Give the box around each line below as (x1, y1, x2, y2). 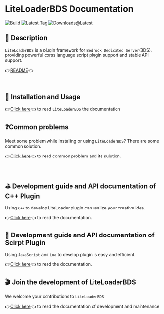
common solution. (5, 143, 42, 149)
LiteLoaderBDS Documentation (5, 3, 134, 15)
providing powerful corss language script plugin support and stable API (5, 52, 149, 58)
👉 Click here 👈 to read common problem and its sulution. (5, 153, 121, 159)
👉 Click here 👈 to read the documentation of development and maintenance (5, 303, 160, 309)
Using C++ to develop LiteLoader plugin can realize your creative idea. (5, 205, 145, 211)
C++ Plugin (5, 192, 40, 200)
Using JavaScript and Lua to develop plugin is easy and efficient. (5, 252, 136, 257)
